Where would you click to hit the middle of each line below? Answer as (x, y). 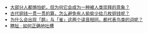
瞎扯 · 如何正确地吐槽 (32, 26)
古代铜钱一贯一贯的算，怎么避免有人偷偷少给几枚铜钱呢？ (70, 13)
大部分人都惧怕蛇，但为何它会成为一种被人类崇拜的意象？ (70, 7)
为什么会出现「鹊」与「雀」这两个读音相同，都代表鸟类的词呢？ (76, 19)
